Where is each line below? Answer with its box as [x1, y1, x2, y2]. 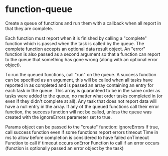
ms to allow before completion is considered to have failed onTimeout [5, 134, 149, 140]
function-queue [5, 4, 73, 15]
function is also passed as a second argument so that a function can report [5, 51, 160, 57]
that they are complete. [5, 25, 54, 31]
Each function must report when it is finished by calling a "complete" [5, 35, 147, 41]
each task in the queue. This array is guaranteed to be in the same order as [5, 87, 160, 93]
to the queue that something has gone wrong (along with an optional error [5, 56, 158, 62]
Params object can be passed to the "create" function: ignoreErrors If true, [5, 124, 159, 130]
